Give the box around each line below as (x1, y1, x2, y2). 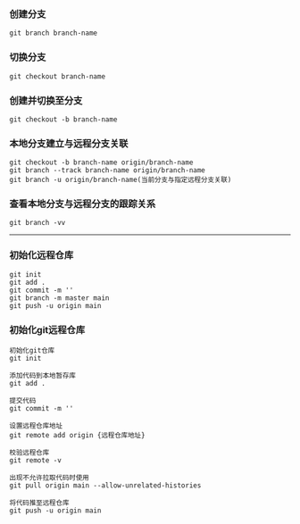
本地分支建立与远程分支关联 (9, 137, 129, 149)
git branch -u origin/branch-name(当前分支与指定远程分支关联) (9, 176, 232, 185)
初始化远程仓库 (9, 249, 74, 262)
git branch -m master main (9, 293, 110, 303)
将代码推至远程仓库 (9, 498, 70, 508)
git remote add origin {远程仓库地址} (9, 431, 146, 440)
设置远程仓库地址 (9, 421, 63, 430)
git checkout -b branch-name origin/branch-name (9, 158, 194, 167)
